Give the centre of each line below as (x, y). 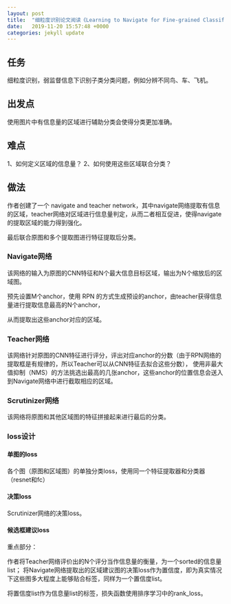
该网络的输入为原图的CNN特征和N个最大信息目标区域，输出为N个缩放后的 (112, 273)
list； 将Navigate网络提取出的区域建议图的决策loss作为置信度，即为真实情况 (114, 570)
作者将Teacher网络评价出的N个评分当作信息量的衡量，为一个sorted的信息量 (114, 561)
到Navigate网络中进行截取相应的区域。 (62, 381)
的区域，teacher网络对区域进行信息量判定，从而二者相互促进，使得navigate (114, 214)
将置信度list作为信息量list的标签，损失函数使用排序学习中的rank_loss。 (107, 593)
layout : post (26, 13)
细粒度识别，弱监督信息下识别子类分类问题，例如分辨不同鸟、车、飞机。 (109, 81)
